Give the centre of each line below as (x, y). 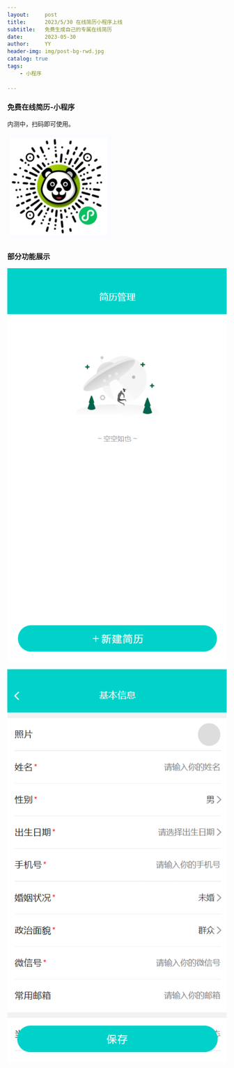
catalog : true (28, 59)
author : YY (29, 44)
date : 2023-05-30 (42, 37)
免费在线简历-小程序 (41, 107)
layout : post (32, 15)
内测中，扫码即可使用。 (41, 124)
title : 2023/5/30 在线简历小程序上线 (65, 22)
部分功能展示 (29, 256)
